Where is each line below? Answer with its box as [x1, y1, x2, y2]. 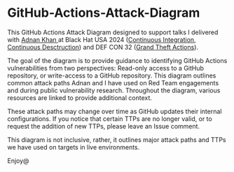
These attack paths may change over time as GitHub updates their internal [7, 107, 222, 115]
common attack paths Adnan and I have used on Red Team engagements [7, 78, 219, 87]
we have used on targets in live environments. [7, 143, 140, 151]
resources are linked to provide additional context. [7, 93, 153, 102]
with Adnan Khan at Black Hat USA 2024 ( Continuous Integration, [7, 35, 196, 43]
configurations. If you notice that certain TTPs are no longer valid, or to [7, 114, 212, 123]
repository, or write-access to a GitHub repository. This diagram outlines [7, 71, 216, 80]
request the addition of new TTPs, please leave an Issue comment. [7, 122, 200, 130]
